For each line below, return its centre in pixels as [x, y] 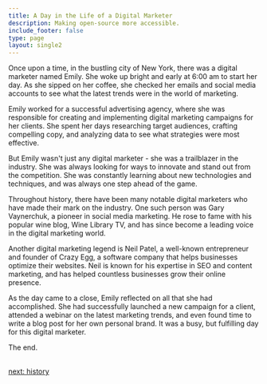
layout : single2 [35, 46]
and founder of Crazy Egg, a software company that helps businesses [123, 257]
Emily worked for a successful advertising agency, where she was [117, 109]
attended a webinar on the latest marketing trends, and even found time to [130, 315]
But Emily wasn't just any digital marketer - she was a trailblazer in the [124, 158]
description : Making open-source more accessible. [94, 23]
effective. [24, 143]
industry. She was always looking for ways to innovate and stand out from [130, 167]
